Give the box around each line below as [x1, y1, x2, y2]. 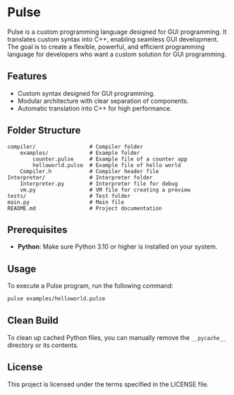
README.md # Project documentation [7, 205, 162, 212]
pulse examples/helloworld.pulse [7, 295, 106, 303]
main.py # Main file [7, 199, 125, 206]
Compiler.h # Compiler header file [20, 168, 159, 175]
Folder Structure [7, 125, 81, 137]
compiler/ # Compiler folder [7, 143, 143, 150]
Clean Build [7, 315, 58, 327]
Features [7, 70, 47, 82]
